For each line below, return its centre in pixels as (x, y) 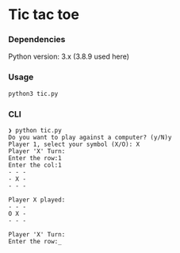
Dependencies (37, 40)
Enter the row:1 (35, 158)
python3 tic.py (33, 94)
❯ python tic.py (35, 130)
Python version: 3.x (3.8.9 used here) (69, 56)
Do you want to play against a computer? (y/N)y (90, 137)
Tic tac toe (44, 15)
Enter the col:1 (35, 165)
